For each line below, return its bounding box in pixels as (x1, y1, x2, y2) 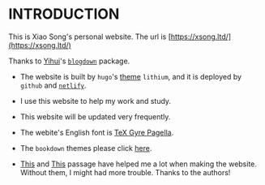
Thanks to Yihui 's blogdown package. (8, 56, 130, 66)
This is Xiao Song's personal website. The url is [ (8, 32, 172, 41)
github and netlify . (19, 80, 87, 90)
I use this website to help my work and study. (19, 96, 172, 105)
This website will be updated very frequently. (19, 111, 171, 122)
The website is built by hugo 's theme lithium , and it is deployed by (19, 71, 241, 81)
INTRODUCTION (8, 5, 120, 24)
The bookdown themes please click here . (19, 143, 152, 153)
